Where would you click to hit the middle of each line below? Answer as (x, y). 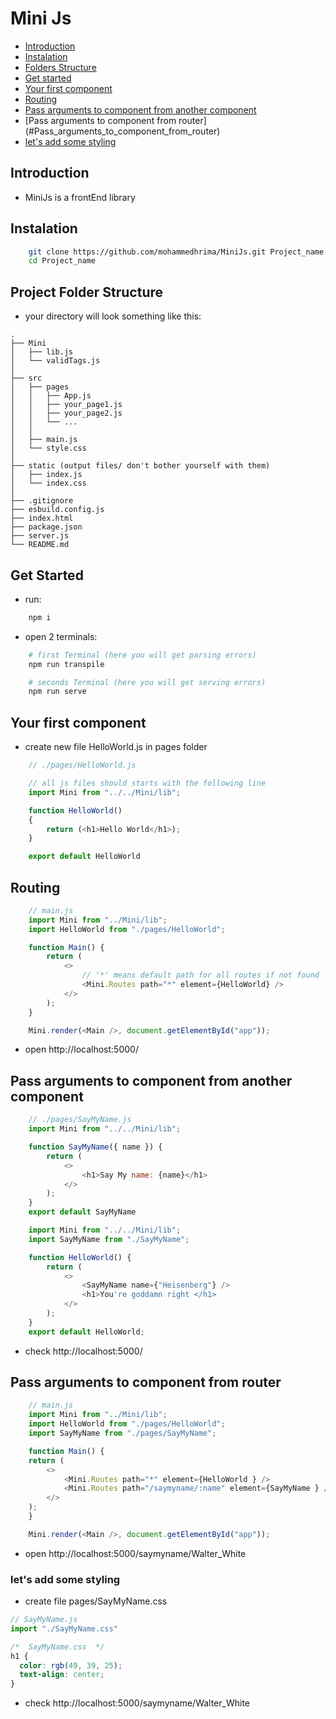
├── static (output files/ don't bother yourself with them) (140, 466)
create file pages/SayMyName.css (96, 1601)
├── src (26, 378)
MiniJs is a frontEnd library (80, 197)
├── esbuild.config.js (57, 510)
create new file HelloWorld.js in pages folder (116, 747)
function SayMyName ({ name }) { (95, 1147)
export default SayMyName (82, 1212)
